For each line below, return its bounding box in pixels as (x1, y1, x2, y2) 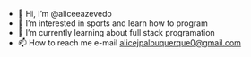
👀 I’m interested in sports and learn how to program (17, 18, 208, 28)
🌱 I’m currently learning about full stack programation (17, 28, 215, 37)
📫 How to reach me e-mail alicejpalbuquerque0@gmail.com (17, 37, 242, 48)
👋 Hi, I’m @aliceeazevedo (17, 9, 112, 19)
